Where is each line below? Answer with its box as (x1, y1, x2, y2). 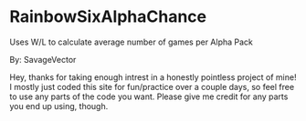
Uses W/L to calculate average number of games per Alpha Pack (9, 36, 254, 47)
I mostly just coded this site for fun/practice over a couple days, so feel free (9, 81, 295, 92)
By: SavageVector (9, 54, 77, 65)
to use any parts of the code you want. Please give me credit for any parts (9, 91, 289, 102)
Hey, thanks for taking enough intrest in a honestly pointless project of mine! (9, 71, 297, 83)
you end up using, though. (9, 100, 109, 111)
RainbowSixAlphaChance (9, 6, 207, 27)
